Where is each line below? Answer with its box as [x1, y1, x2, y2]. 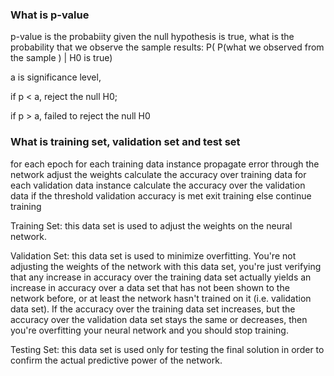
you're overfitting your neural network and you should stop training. [10, 324, 289, 336]
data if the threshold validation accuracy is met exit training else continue [10, 189, 312, 202]
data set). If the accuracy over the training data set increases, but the [10, 303, 296, 315]
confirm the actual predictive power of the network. [10, 354, 223, 366]
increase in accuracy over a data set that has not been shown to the [10, 281, 290, 293]
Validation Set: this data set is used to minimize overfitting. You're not [10, 249, 297, 262]
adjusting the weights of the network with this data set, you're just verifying [10, 260, 322, 272]
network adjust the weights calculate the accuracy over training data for [10, 168, 307, 180]
